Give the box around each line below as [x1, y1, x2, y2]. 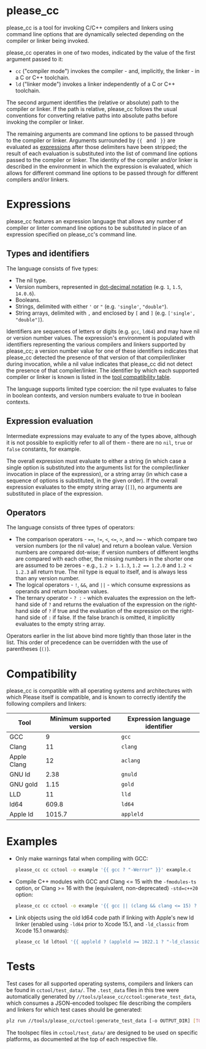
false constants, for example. [6, 445, 82, 453]
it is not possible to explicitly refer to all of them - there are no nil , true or [6, 439, 193, 446]
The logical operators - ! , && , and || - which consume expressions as [15, 581, 191, 589]
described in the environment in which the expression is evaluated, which [6, 163, 192, 170]
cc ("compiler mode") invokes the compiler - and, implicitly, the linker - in [15, 67, 200, 74]
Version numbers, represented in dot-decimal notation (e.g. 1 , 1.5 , [15, 283, 183, 290]
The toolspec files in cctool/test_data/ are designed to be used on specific [6, 1029, 198, 1036]
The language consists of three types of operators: [6, 524, 135, 531]
